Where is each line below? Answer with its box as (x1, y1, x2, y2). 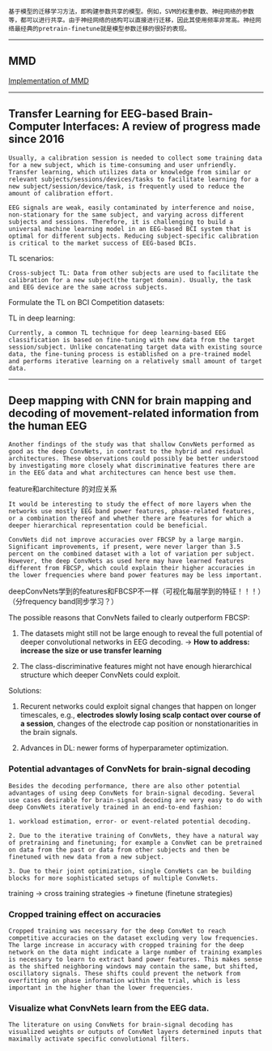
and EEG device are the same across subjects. (8, 283, 168, 291)
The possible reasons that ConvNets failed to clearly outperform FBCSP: (8, 613, 250, 623)
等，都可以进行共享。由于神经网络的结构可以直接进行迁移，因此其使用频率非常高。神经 (8, 16, 256, 24)
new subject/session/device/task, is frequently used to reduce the (8, 182, 244, 191)
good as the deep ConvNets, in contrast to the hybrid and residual (8, 448, 244, 456)
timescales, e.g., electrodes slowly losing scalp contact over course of (19, 710, 261, 720)
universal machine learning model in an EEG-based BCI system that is (8, 225, 252, 233)
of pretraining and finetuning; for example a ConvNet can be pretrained (8, 839, 263, 847)
